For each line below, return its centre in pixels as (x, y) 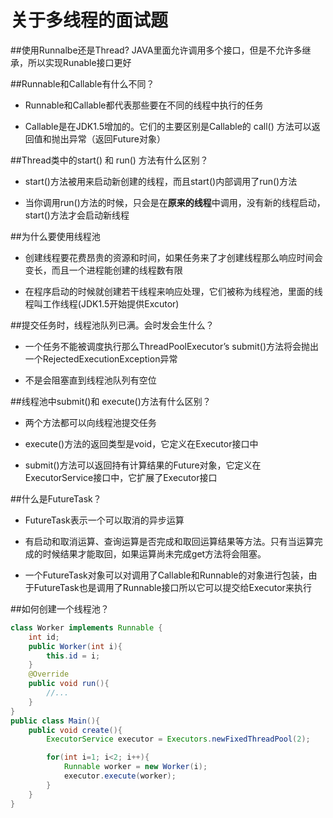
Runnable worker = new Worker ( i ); (135, 767)
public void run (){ (69, 684)
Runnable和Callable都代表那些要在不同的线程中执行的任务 (144, 105)
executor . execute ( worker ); (120, 776)
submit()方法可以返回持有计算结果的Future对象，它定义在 (143, 465)
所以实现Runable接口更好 (79, 62)
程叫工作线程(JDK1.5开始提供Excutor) (102, 303)
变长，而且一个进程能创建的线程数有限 (103, 270)
